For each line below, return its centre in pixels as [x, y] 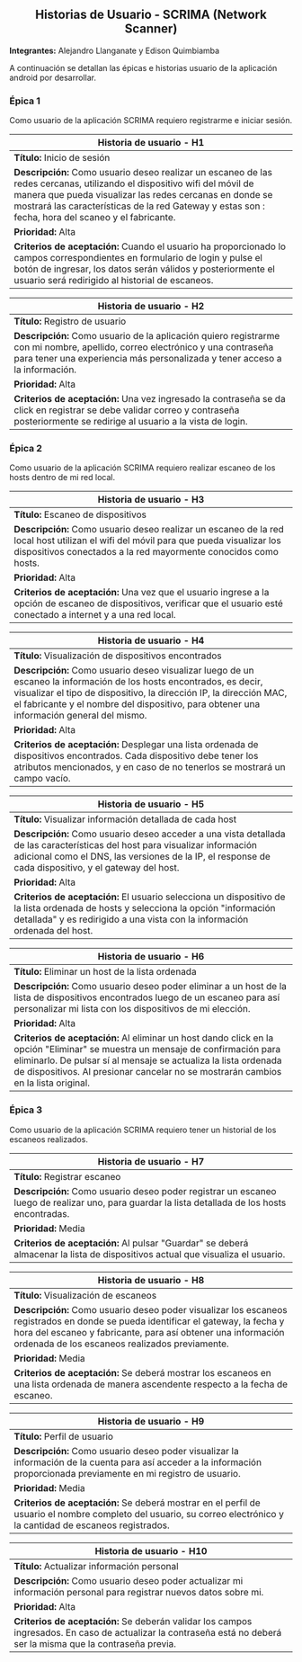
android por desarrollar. [53, 77]
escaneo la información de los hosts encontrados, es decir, [138, 682]
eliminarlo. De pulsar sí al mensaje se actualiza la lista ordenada [148, 1060]
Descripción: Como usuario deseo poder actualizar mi [129, 1580]
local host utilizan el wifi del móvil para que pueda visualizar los [147, 541]
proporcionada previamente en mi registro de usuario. [127, 1473]
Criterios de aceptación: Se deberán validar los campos [133, 1621]
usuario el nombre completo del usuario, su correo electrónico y [149, 1514]
